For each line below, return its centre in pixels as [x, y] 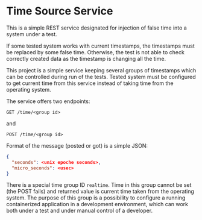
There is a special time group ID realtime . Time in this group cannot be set [99, 185]
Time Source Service [60, 11]
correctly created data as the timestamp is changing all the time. [86, 58]
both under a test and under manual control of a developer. [80, 211]
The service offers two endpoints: [48, 101]
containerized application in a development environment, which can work [97, 204]
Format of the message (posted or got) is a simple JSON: [77, 145]
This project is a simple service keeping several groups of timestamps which [101, 70]
